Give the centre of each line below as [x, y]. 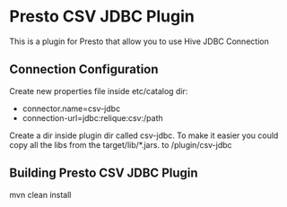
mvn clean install [40, 194]
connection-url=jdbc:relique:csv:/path [92, 117]
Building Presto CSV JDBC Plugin [104, 173]
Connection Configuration [84, 69]
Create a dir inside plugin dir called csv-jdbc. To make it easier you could [144, 135]
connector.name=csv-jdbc [71, 108]
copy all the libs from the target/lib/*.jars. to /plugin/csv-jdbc [121, 144]
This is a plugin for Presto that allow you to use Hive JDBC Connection [139, 41]
